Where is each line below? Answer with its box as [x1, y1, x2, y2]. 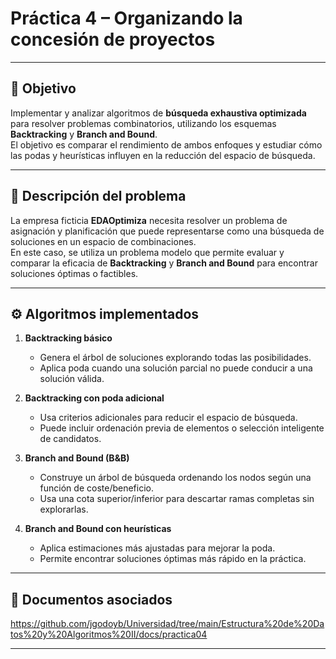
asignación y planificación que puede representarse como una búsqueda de [10, 225, 325, 237]
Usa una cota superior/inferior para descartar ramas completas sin [39, 493, 315, 505]
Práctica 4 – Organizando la [10, 7, 243, 30]
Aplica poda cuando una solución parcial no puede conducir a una [39, 362, 313, 374]
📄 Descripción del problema [10, 188, 187, 205]
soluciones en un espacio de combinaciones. [10, 235, 197, 247]
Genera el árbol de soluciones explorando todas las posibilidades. [39, 352, 312, 364]
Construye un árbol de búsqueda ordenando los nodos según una [39, 472, 312, 484]
